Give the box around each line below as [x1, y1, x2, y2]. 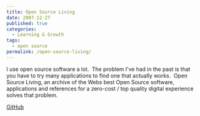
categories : [6, 26, 37, 32]
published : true [6, 20, 48, 26]
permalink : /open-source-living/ [6, 49, 92, 55]
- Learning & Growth [12, 32, 64, 38]
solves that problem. [6, 91, 58, 98]
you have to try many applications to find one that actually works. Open [6, 71, 188, 79]
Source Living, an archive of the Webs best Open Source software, [6, 78, 175, 85]
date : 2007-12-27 [6, 15, 51, 21]
